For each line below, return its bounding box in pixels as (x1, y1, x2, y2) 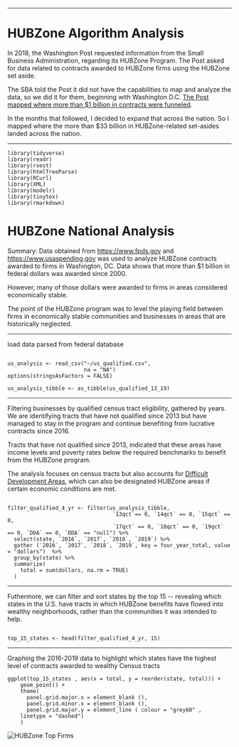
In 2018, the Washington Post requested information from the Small (7, 48, 204, 57)
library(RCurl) (7, 174, 53, 181)
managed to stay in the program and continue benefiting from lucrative (7, 419, 216, 428)
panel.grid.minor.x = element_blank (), (26, 700, 148, 707)
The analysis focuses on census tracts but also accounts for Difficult (7, 469, 208, 477)
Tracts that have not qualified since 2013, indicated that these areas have (7, 440, 222, 449)
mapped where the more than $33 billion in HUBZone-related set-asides (7, 122, 219, 130)
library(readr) (7, 156, 53, 163)
